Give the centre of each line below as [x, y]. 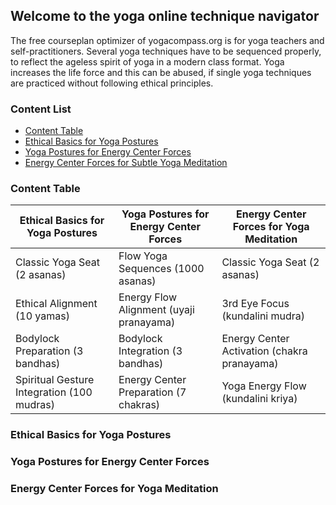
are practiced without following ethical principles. [112, 83]
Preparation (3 [49, 351]
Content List [41, 109]
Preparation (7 [152, 392]
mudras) [35, 405]
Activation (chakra [264, 351]
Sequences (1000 [161, 269]
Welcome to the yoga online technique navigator [165, 16]
